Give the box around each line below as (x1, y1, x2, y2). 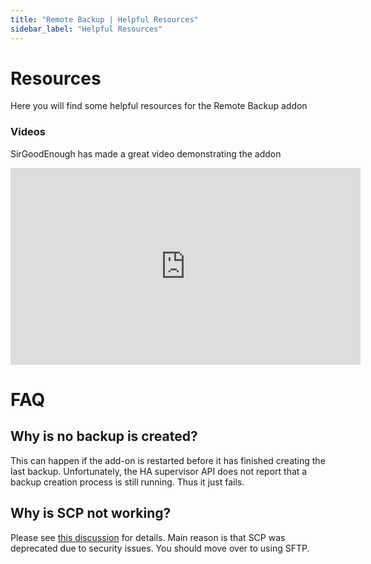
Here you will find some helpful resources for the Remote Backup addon (10, 100, 308, 112)
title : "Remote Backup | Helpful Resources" (10, 14, 199, 25)
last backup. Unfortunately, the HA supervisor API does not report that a (10, 465, 308, 477)
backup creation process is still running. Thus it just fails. (10, 476, 245, 488)
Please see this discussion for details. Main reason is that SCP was (10, 531, 286, 543)
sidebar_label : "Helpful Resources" (10, 24, 163, 34)
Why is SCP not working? (10, 505, 172, 522)
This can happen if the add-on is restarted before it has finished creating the (10, 454, 326, 466)
